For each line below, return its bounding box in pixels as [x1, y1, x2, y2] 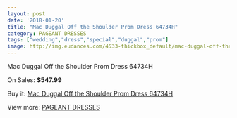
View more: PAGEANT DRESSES [7, 103, 101, 111]
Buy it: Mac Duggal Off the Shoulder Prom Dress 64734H [7, 89, 174, 98]
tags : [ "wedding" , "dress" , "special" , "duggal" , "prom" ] [7, 37, 169, 44]
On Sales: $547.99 [7, 76, 62, 84]
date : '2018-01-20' [7, 17, 65, 24]
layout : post [7, 10, 46, 18]
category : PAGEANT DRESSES [7, 29, 87, 37]
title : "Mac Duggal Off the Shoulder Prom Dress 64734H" [7, 23, 178, 30]
